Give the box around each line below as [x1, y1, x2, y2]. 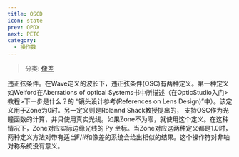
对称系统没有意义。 [7, 142, 64, 150]
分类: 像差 [24, 64, 54, 72]
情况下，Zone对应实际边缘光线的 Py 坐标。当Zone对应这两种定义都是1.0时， [7, 124, 232, 132]
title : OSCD [7, 10, 43, 18]
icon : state [7, 17, 43, 24]
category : [7, 37, 37, 44]
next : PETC [7, 30, 40, 38]
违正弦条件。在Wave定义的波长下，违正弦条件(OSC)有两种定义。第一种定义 [7, 79, 230, 88]
